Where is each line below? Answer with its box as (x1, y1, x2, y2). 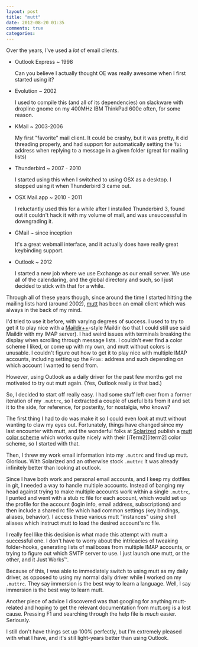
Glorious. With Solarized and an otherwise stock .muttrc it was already (6, 458, 178, 465)
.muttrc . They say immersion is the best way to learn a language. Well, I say (6, 580, 191, 587)
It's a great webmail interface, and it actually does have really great (14, 240, 178, 248)
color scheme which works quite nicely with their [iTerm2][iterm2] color (6, 434, 181, 441)
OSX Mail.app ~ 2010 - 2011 (14, 194, 83, 201)
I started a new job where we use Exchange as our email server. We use (14, 270, 190, 277)
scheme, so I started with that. (6, 440, 80, 447)
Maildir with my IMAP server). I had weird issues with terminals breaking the (6, 330, 191, 337)
